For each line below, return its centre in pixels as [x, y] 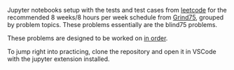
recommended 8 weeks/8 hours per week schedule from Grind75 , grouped [116, 17]
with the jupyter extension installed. [58, 59]
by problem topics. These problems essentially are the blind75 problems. [112, 25]
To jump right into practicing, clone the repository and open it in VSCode [112, 52]
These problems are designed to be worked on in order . [88, 38]
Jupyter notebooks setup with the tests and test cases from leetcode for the [117, 10]
